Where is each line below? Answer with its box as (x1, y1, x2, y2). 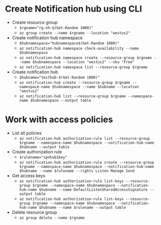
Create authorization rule (12, 149, 62, 154)
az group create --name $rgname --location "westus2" (19, 30, 130, 35)
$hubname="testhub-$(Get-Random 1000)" (19, 75, 100, 80)
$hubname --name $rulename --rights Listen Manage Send (19, 168, 135, 173)
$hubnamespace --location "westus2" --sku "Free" (32, 60, 135, 64)
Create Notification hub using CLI (5, 3, 142, 15)
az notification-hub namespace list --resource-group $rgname (19, 64, 148, 70)
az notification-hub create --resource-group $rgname (19, 80, 130, 85)
